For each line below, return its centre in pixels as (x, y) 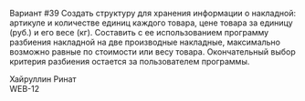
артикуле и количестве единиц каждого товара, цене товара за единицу (152, 23)
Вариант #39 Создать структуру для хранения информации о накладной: (153, 13)
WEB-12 (25, 89)
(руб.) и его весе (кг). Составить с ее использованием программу (139, 32)
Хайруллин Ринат (43, 79)
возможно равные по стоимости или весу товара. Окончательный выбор (153, 52)
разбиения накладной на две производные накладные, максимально (145, 42)
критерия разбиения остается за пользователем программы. (130, 61)
